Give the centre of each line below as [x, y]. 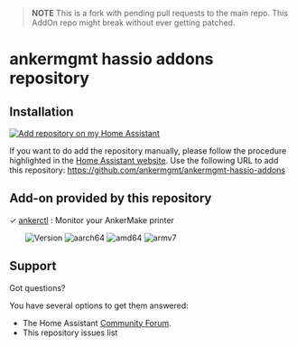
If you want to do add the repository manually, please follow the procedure [148, 151]
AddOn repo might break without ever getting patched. [133, 23]
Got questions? [37, 287]
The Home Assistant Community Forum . [97, 323]
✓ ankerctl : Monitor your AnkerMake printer [92, 220]
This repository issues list [70, 333]
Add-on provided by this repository [111, 198]
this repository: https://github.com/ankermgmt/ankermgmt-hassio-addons [148, 170]
